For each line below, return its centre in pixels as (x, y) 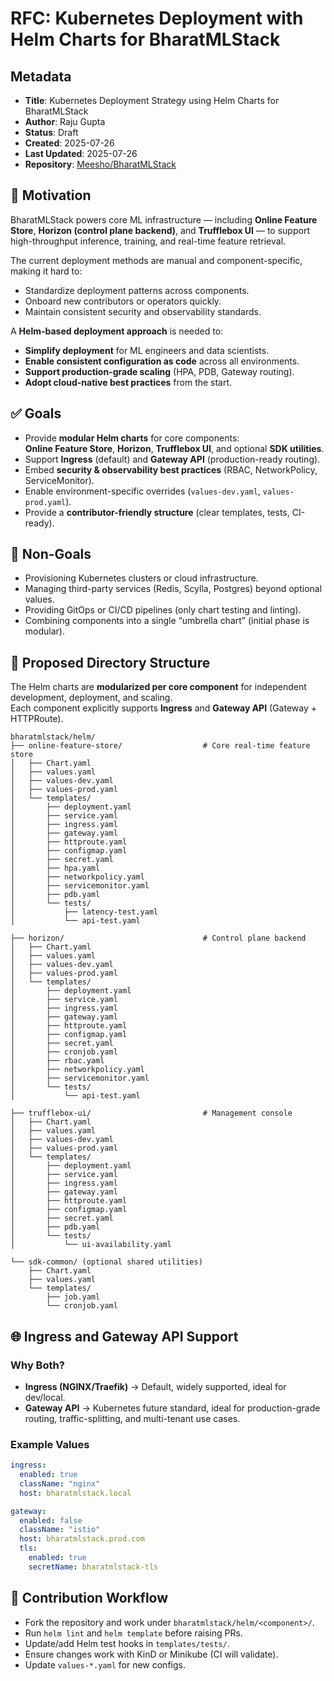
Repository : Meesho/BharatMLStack (100, 164)
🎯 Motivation (51, 195)
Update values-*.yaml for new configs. (105, 1664)
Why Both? (37, 1365)
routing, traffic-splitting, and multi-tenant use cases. (132, 1418)
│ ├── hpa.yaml (55, 868)
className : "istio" (60, 1530)
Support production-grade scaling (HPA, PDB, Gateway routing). (159, 371)
